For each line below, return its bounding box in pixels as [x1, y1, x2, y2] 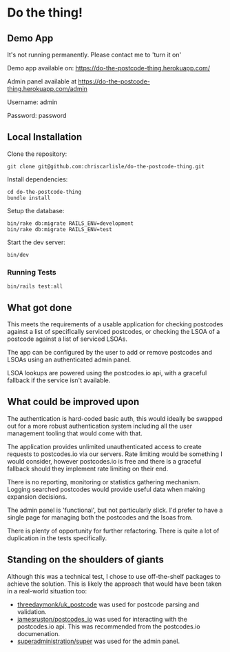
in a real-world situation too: [7, 586, 87, 595]
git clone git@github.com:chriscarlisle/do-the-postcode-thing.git [7, 163, 205, 170]
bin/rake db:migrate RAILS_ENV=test [7, 226, 112, 233]
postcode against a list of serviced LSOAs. [7, 335, 127, 343]
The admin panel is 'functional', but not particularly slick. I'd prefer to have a [7, 506, 223, 514]
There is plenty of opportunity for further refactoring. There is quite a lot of [7, 526, 220, 535]
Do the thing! [7, 5, 83, 21]
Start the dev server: [7, 238, 65, 246]
